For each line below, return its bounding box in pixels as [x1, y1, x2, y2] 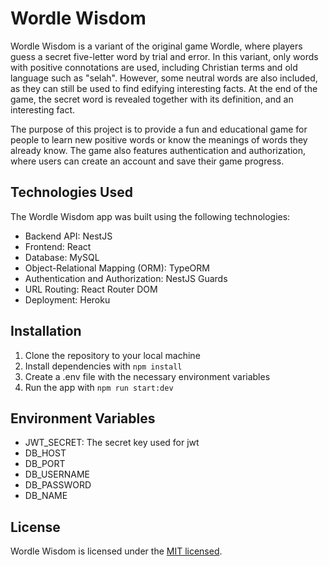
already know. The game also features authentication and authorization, [10, 144, 306, 156]
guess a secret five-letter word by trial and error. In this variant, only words [10, 50, 319, 62]
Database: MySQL [24, 251, 100, 263]
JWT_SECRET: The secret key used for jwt [24, 437, 200, 449]
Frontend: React [24, 240, 92, 252]
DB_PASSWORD [24, 479, 92, 491]
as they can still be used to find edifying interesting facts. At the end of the [10, 82, 318, 94]
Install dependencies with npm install [24, 360, 183, 372]
